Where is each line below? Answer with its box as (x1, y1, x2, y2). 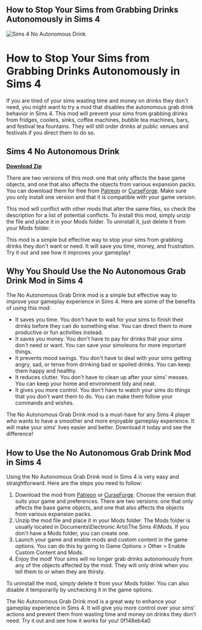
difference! (6, 430, 34, 438)
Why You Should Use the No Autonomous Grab (6, 266, 186, 276)
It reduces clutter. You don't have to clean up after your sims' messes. (14, 374, 189, 381)
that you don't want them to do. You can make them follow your (14, 393, 173, 400)
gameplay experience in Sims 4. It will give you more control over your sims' (6, 604, 195, 611)
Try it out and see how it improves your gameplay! (6, 248, 131, 256)
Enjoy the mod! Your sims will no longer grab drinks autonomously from (14, 555, 193, 562)
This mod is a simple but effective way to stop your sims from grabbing (6, 236, 183, 243)
